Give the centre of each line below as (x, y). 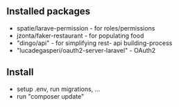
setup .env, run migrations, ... (58, 89)
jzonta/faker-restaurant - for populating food (80, 35)
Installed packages (49, 11)
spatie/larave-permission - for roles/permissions (86, 28)
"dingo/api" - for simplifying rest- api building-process (94, 43)
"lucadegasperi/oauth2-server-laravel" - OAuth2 (86, 50)
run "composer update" (50, 96)
